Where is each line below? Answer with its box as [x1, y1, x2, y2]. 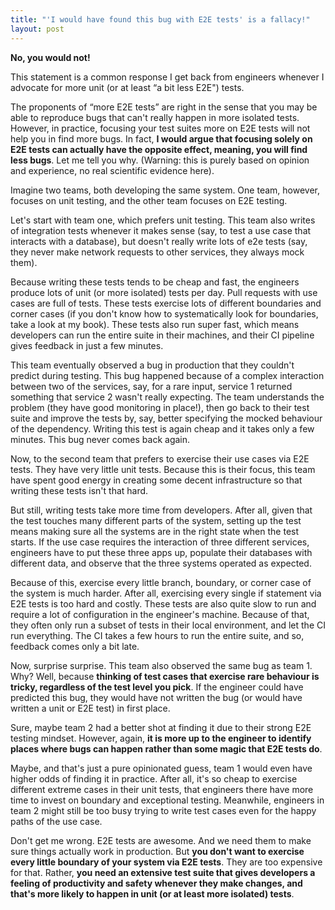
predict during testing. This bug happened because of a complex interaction [10, 369, 325, 381]
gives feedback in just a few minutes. [10, 339, 164, 351]
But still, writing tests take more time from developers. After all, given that [10, 504, 313, 516]
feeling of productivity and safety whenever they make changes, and [10, 877, 303, 889]
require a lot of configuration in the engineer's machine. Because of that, [10, 608, 310, 620]
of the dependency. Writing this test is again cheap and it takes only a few [10, 422, 315, 435]
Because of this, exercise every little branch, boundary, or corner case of [10, 576, 312, 588]
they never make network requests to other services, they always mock [10, 246, 305, 258]
